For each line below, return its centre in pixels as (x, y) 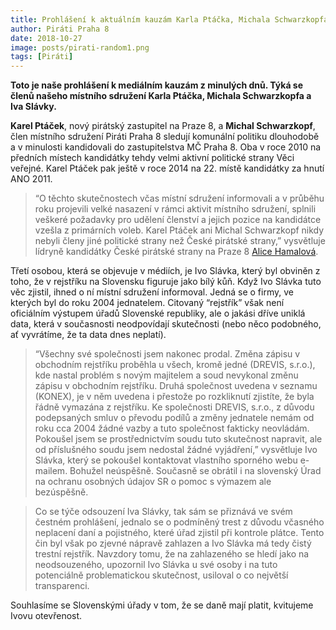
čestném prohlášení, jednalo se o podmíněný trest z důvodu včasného (179, 522)
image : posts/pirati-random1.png (80, 47)
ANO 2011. (31, 179)
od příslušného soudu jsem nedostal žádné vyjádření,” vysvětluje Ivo (176, 450)
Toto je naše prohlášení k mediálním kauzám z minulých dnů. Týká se (157, 85)
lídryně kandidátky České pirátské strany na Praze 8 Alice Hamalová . (176, 252)
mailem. (51, 471)
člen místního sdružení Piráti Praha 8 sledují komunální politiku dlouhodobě (165, 137)
